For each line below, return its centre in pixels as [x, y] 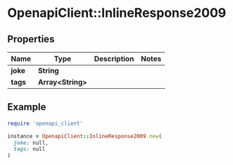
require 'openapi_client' [45, 123]
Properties [31, 39]
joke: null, [31, 142]
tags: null [30, 149]
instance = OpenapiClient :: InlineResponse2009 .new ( [84, 136]
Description [114, 59]
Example [27, 107]
